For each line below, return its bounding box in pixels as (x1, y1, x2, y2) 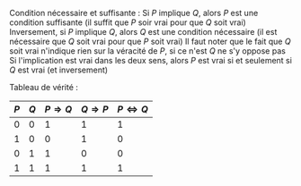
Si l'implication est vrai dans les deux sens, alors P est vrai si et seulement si (9, 55, 292, 65)
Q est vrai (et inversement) (9, 64, 109, 75)
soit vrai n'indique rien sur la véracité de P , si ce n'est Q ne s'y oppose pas (9, 46, 286, 56)
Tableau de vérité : (9, 82, 79, 92)
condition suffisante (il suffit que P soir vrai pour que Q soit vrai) (9, 17, 247, 28)
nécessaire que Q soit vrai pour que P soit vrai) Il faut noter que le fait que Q (9, 36, 291, 46)
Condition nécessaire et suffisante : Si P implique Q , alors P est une (9, 8, 259, 18)
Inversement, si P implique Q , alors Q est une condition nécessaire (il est (9, 27, 278, 37)
